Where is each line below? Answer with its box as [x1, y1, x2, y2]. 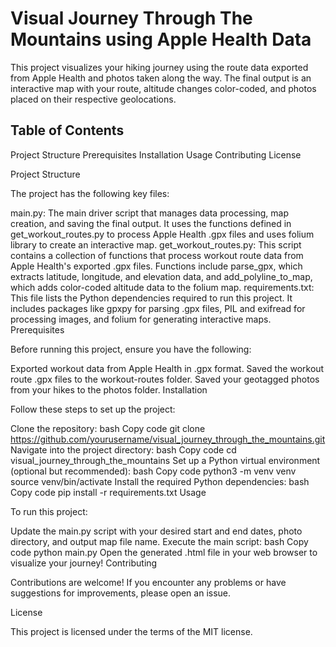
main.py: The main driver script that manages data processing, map [10, 207, 290, 219]
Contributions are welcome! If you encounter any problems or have [10, 576, 287, 588]
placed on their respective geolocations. [10, 93, 177, 105]
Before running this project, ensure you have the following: [10, 343, 252, 355]
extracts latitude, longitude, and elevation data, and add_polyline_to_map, [10, 270, 313, 282]
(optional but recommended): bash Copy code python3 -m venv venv [10, 465, 297, 477]
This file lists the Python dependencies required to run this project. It [10, 292, 293, 304]
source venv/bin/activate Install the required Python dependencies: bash [10, 475, 310, 487]
